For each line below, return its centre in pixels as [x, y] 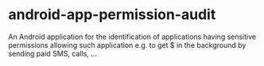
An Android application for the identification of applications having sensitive [132, 37]
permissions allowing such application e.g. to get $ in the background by [127, 45]
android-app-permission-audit [112, 15]
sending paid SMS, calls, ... [52, 53]
